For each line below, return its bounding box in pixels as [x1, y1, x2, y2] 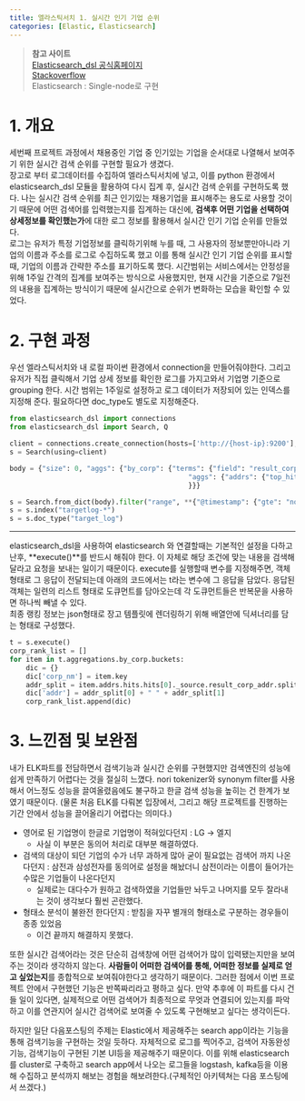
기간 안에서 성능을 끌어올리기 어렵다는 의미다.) [9, 808, 172, 819]
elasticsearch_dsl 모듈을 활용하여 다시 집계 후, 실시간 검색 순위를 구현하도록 [9, 181, 280, 192]
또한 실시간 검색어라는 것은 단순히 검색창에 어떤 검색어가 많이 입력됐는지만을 [9, 949, 279, 960]
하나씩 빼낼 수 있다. [18, 597, 87, 608]
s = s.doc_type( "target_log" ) [9, 515, 124, 524]
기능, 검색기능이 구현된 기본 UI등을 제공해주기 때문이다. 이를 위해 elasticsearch [9, 1047, 290, 1059]
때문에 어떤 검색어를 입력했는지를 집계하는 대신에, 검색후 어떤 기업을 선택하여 [18, 204, 290, 215]
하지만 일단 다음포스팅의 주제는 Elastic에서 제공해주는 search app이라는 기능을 [9, 1025, 290, 1036]
